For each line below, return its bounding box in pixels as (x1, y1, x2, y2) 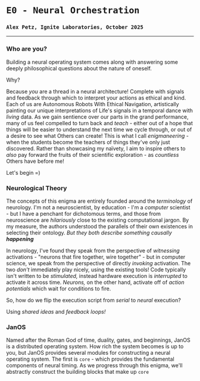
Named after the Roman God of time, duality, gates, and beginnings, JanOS (6, 336, 190, 344)
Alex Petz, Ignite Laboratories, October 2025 (6, 24, 144, 31)
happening (6, 236, 34, 243)
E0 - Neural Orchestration (6, 5, 140, 16)
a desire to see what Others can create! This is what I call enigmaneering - (6, 132, 189, 139)
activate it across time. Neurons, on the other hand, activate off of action (6, 279, 185, 286)
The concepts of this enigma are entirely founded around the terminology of (6, 197, 193, 205)
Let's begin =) (6, 169, 40, 176)
